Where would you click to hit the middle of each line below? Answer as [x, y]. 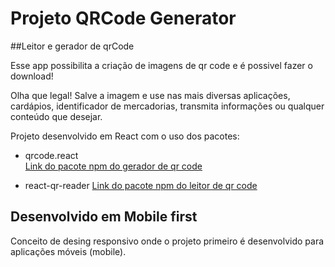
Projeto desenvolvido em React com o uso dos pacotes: [125, 136]
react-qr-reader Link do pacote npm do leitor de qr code [141, 185]
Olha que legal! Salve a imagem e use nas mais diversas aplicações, [150, 95]
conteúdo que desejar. [56, 116]
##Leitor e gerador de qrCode [72, 46]
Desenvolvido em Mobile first [104, 217]
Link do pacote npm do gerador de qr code [113, 166]
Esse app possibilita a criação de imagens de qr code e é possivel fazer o [161, 65]
